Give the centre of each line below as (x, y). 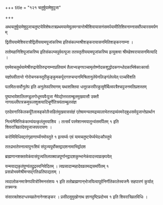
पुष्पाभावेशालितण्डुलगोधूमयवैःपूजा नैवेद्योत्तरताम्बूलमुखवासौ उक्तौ (52, 96)
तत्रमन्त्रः (11, 187)
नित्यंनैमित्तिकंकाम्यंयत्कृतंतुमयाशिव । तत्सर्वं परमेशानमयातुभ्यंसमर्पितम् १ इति (62, 122)
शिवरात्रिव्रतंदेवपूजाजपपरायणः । (29, 127)
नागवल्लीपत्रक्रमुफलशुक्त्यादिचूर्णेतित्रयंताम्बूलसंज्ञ (41, 102)
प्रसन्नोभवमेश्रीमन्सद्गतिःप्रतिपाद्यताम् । (33, 172)
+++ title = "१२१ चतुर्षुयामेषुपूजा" (33, 8)
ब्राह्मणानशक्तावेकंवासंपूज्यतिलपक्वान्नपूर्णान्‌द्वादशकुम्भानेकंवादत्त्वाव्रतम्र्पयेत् (58, 156)
